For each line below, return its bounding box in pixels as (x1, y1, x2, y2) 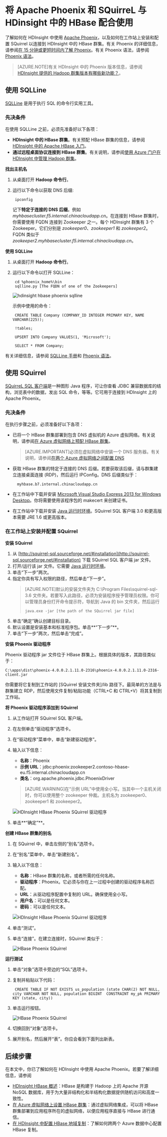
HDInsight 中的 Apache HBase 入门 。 (12, 143, 89, 149)
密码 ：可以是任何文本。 (19, 904, 68, 910)
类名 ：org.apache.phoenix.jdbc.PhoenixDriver (19, 775, 115, 781)
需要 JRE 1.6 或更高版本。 (16, 514, 70, 520)
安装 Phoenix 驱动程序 (5, 641, 51, 647)
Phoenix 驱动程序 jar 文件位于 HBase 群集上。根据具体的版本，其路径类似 (5, 652, 156, 658)
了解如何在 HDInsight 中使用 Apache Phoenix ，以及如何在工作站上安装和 (5, 34, 155, 40)
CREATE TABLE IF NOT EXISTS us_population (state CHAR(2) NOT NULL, (14, 987, 161, 992)
